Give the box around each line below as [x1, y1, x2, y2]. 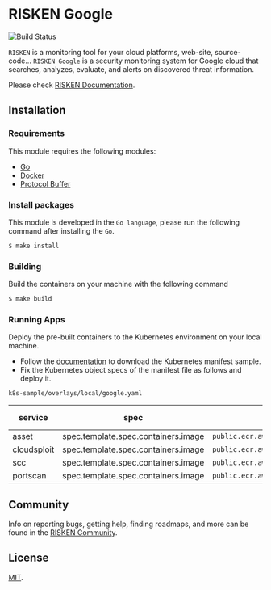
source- [215, 47, 241, 57]
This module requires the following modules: [8, 146, 156, 156]
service [19, 412, 48, 424]
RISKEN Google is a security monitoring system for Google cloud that [33, 56, 259, 65]
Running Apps [8, 314, 66, 325]
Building [8, 260, 42, 272]
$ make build [8, 295, 52, 303]
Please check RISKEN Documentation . [8, 80, 135, 90]
